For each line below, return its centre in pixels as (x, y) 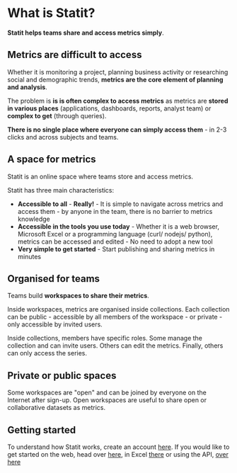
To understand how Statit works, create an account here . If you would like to (118, 447)
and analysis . (27, 87)
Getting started (42, 430)
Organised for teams (54, 279)
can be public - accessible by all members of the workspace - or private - (115, 317)
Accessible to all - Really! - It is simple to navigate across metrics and (120, 204)
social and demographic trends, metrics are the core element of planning (115, 79)
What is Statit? (51, 13)
